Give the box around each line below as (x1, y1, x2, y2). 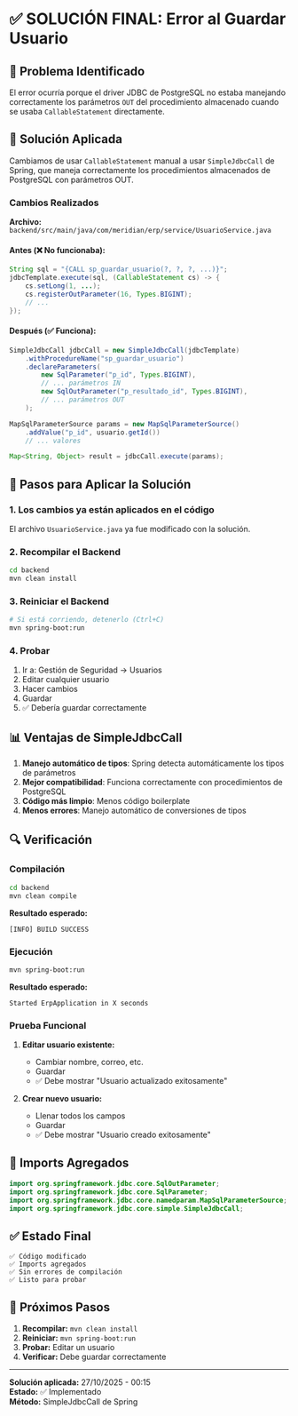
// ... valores (25, 436, 82, 445)
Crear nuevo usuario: (21, 1094, 102, 1104)
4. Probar (9, 644, 51, 656)
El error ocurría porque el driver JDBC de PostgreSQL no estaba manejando (9, 87, 286, 98)
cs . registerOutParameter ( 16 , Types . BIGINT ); (25, 290, 192, 298)
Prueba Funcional (9, 1019, 87, 1031)
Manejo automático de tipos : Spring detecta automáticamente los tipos (21, 758, 285, 768)
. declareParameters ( (25, 362, 101, 371)
